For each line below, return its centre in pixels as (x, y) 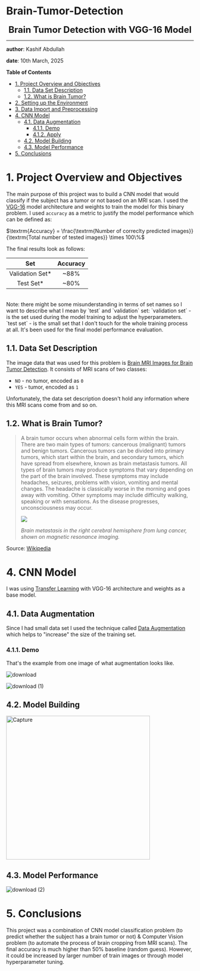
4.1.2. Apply (47, 134)
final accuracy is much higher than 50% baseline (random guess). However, (99, 950)
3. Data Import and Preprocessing (56, 109)
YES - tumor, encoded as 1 (46, 387)
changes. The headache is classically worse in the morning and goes (105, 488)
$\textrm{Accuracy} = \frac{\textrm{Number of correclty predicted (88, 231)
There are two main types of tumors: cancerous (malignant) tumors (103, 444)
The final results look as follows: (46, 249)
